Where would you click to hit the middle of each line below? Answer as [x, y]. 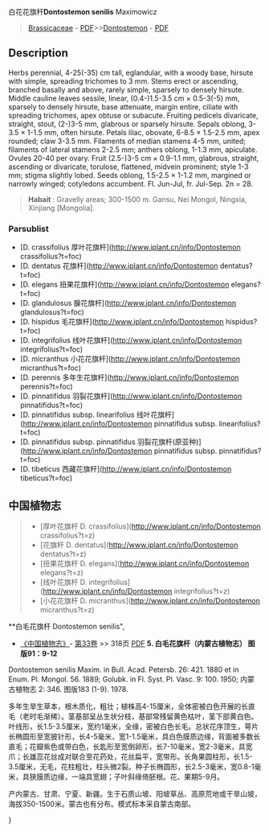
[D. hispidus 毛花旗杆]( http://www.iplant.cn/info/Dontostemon [122, 322]
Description [38, 54]
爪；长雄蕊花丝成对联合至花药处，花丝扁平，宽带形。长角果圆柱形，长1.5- [130, 756]
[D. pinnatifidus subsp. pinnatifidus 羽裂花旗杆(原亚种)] [111, 442]
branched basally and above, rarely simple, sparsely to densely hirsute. [126, 89]
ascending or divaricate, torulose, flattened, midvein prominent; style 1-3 [128, 167]
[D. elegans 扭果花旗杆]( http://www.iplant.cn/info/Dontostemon [124, 285]
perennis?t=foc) [47, 387]
